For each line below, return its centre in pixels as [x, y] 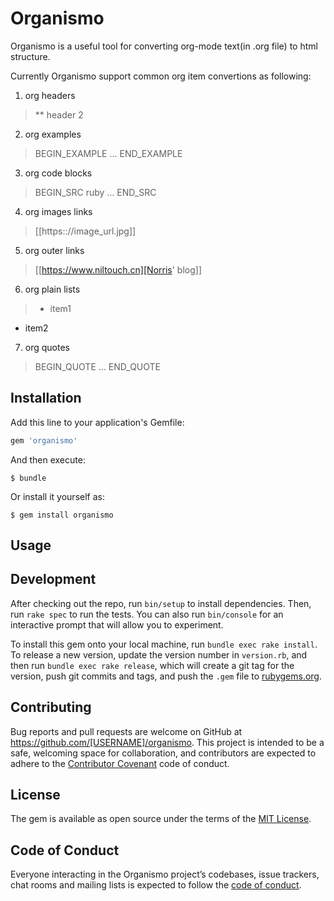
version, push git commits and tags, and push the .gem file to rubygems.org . [166, 676]
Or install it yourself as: [57, 496]
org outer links [54, 250]
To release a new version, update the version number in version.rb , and [159, 654]
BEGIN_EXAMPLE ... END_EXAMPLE [108, 153]
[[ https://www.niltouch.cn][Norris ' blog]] [118, 269]
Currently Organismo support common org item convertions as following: [161, 76]
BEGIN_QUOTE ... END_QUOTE [98, 366]
